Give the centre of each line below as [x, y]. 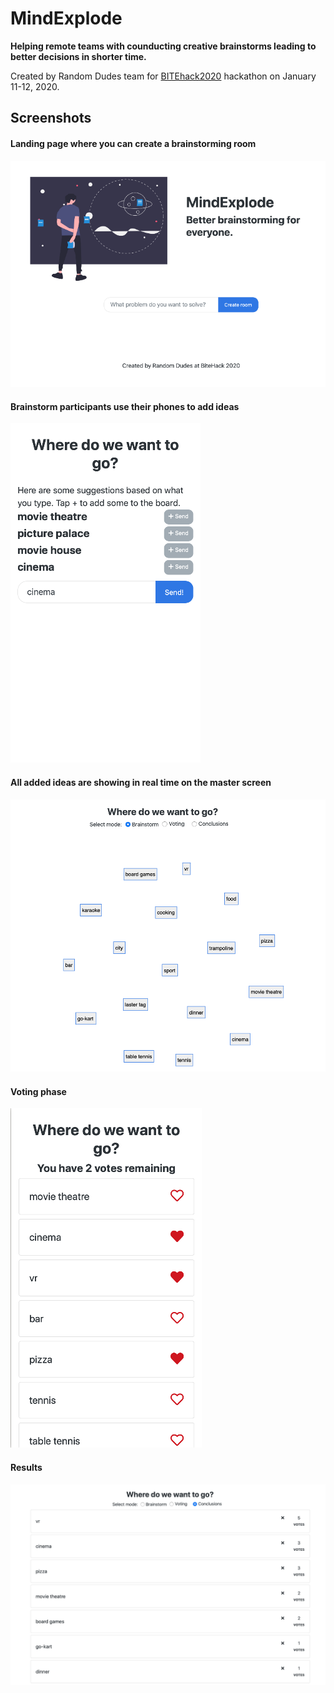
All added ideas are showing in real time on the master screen [141, 782]
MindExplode [66, 18]
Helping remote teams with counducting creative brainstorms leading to [163, 46]
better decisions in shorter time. [78, 56]
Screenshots [51, 118]
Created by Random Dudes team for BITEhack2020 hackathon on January [163, 76]
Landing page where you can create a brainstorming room [133, 143]
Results [26, 1467]
